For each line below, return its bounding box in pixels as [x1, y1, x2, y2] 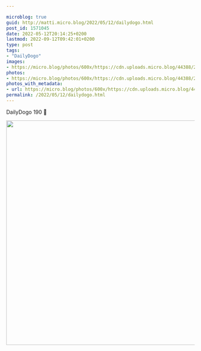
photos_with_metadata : [6, 81, 63, 87]
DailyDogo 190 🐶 [6, 108, 47, 116]
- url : [6, 86, 23, 93]
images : [6, 58, 26, 65]
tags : [6, 47, 20, 54]
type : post [6, 42, 33, 48]
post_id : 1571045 [6, 25, 50, 31]
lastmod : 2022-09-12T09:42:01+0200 [6, 37, 95, 43]
